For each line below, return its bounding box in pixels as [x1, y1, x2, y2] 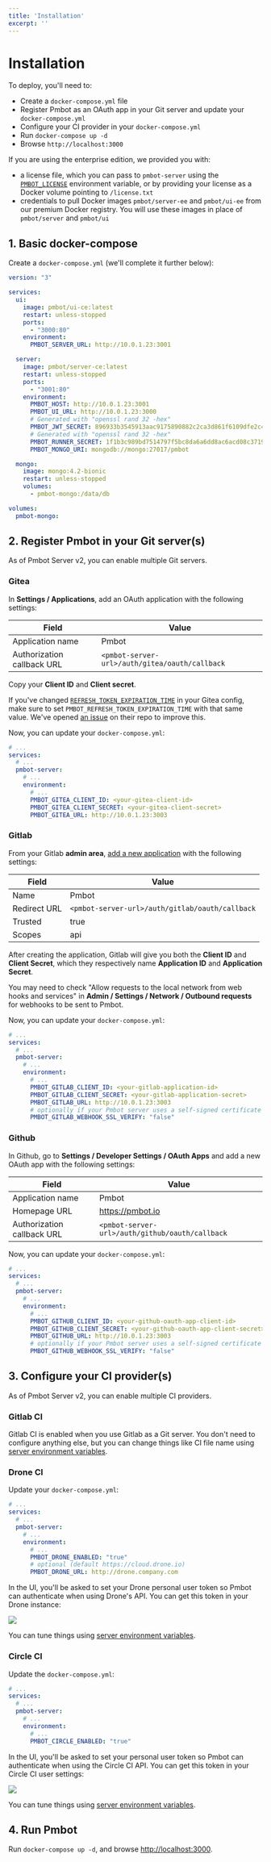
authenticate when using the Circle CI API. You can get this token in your [8, 1760, 250, 1770]
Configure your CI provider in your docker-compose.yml [19, 122, 202, 132]
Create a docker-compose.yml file [19, 96, 128, 106]
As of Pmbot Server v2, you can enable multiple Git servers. [8, 556, 207, 566]
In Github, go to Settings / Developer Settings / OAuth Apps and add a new [8, 1150, 261, 1160]
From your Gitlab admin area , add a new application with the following [8, 848, 242, 858]
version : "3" [8, 273, 52, 282]
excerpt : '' [8, 19, 48, 27]
